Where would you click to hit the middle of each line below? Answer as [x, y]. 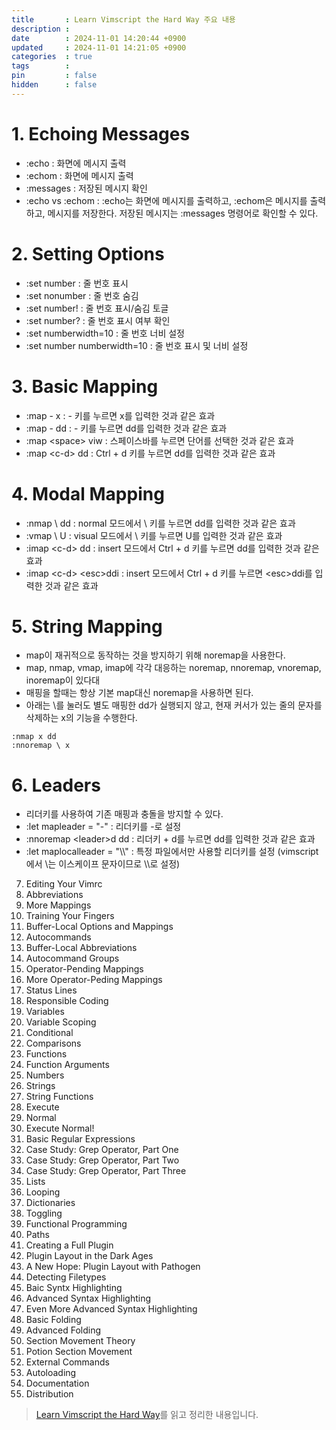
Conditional [49, 1033]
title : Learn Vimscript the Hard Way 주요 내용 [123, 19]
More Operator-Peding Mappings [94, 980]
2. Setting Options [88, 253]
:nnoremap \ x [41, 746]
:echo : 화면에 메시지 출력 [76, 163]
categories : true [52, 57]
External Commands [67, 1362]
